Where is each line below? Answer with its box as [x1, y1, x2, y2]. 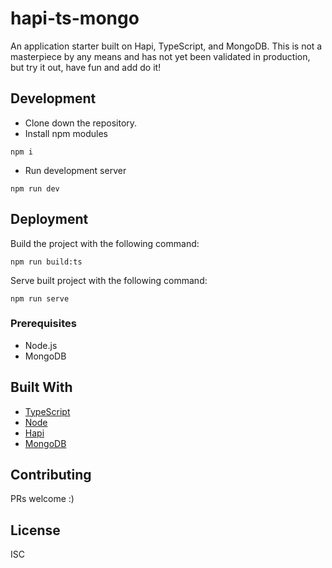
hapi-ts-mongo [10, 7, 140, 30]
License [10, 522, 61, 539]
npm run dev [10, 183, 60, 194]
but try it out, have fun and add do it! [10, 61, 162, 73]
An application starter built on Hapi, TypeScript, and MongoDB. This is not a [10, 40, 323, 52]
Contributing [10, 467, 92, 484]
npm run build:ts [10, 257, 83, 267]
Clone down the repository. [24, 117, 138, 129]
